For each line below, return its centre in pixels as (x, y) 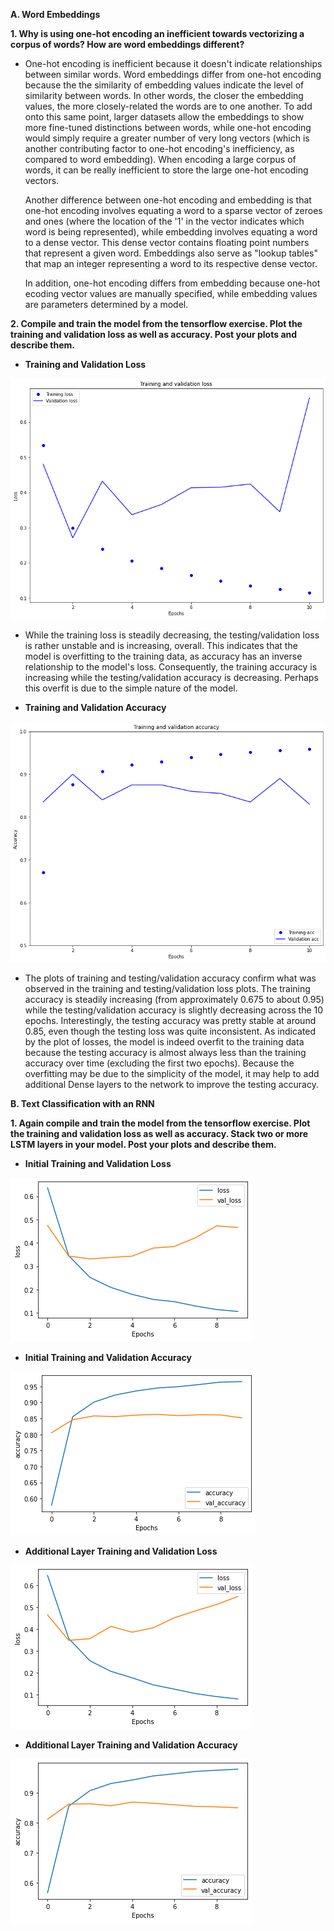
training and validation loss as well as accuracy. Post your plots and (154, 334)
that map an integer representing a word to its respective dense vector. (171, 263)
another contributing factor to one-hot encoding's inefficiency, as (159, 148)
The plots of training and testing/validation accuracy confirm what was (170, 978)
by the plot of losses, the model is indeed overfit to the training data (164, 1042)
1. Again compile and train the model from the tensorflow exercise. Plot (160, 1123)
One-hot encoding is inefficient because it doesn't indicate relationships (173, 63)
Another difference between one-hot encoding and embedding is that (168, 200)
